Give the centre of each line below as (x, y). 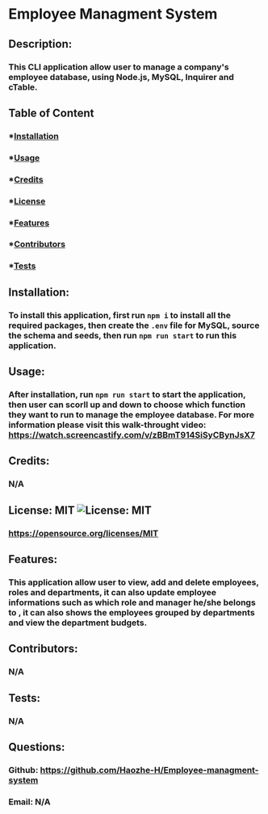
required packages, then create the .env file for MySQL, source (134, 325)
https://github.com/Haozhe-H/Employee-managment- (149, 770)
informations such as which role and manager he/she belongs (132, 602)
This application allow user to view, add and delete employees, (134, 582)
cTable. (23, 87)
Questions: (37, 747)
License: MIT (42, 510)
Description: (40, 44)
